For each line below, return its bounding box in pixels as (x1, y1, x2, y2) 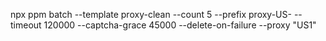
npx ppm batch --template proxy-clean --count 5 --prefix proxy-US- (10, 9, 292, 20)
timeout (10, 19, 42, 31)
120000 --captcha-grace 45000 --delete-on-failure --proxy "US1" (43, 19, 317, 31)
